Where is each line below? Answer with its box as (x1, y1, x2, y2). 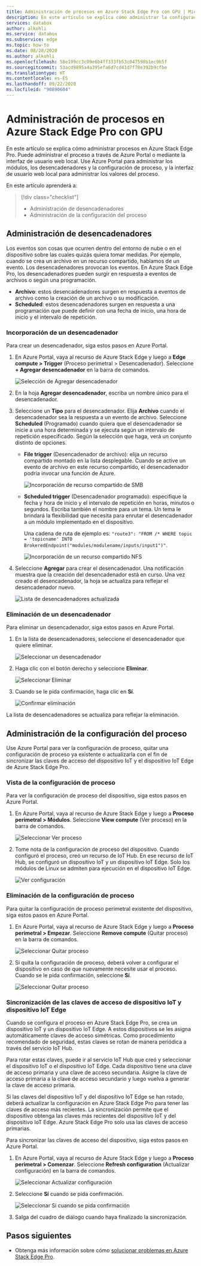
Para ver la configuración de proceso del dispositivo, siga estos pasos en (6, 792, 187, 799)
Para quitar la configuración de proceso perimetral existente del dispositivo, (6, 905, 193, 912)
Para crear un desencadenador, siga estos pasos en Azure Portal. (6, 341, 168, 349)
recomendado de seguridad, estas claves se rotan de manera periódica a (6, 1038, 187, 1045)
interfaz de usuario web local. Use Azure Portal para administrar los (6, 157, 173, 164)
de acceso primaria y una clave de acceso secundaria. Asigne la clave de (6, 1069, 187, 1076)
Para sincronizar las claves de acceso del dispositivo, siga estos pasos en (6, 1136, 188, 1143)
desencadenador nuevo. (14, 584, 75, 591)
